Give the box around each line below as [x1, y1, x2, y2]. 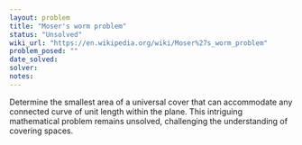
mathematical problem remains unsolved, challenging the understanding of [9, 115, 288, 126]
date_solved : [9, 55, 59, 64]
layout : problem [9, 13, 70, 23]
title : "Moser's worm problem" [9, 22, 127, 31]
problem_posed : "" [9, 47, 78, 56]
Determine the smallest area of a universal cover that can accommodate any [9, 96, 293, 107]
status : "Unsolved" [9, 30, 83, 39]
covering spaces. [9, 125, 74, 136]
